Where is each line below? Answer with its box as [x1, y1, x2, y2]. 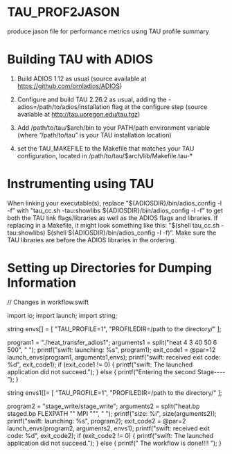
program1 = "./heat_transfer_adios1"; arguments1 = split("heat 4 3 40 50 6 [7, 338, 217, 346]
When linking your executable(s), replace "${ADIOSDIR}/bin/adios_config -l [7, 199, 222, 207]
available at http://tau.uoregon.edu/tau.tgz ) [17, 110, 141, 118]
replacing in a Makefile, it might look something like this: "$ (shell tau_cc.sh [7, 221, 220, 229]
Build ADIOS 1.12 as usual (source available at [17, 74, 147, 83]
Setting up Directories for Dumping [7, 260, 213, 276]
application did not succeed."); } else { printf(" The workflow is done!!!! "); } [7, 439, 222, 447]
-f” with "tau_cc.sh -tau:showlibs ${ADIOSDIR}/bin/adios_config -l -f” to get [7, 206, 224, 215]
